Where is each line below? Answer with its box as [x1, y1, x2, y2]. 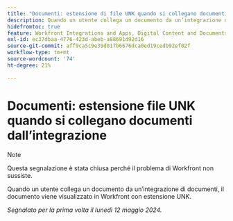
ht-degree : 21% [7, 62, 51, 69]
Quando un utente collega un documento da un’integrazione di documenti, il [7, 185, 224, 193]
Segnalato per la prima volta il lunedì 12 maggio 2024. [7, 206, 162, 214]
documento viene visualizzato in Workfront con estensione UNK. [7, 192, 192, 200]
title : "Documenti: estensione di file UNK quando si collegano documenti [7, 10, 228, 17]
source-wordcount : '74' [7, 56, 76, 63]
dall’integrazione [7, 127, 107, 143]
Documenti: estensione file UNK [7, 98, 196, 113]
